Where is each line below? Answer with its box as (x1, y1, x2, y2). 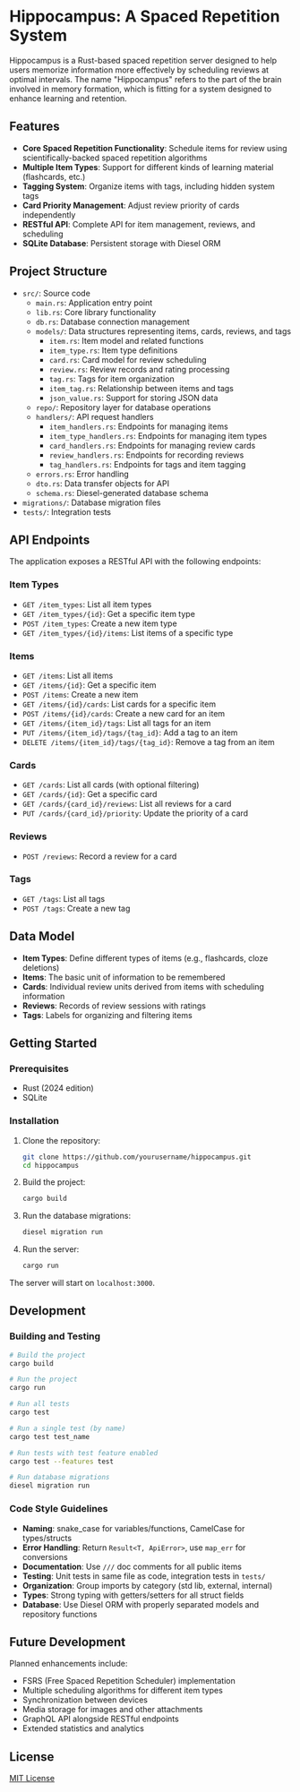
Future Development (9, 1634, 126, 1650)
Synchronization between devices (21, 1694, 148, 1705)
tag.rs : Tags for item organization (48, 373, 175, 384)
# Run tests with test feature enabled (9, 1448, 159, 1457)
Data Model (9, 929, 75, 944)
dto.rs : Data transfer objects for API (35, 477, 170, 489)
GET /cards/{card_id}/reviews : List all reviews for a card (21, 799, 232, 810)
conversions (21, 1551, 69, 1562)
